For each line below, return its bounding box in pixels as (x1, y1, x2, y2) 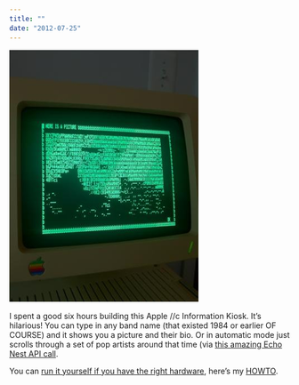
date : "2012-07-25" (9, 23, 82, 33)
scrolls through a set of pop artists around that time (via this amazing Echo (9, 339, 283, 349)
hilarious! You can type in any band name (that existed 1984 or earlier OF (9, 320, 277, 331)
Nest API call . (9, 348, 59, 359)
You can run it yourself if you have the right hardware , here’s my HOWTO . (9, 365, 279, 376)
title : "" (9, 14, 46, 23)
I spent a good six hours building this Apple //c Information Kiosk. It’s (9, 310, 262, 321)
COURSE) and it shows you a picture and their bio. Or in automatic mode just (9, 329, 290, 340)
